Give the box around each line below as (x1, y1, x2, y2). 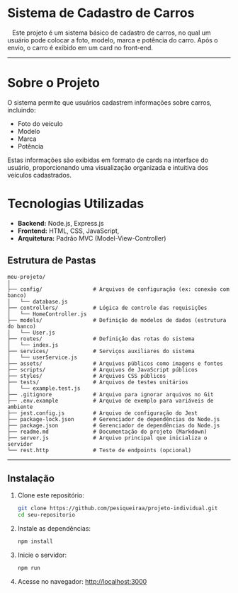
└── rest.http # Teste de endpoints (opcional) (7, 447, 192, 454)
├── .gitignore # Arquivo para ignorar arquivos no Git (7, 391, 214, 398)
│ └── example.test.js (7, 384, 81, 392)
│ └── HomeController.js (7, 310, 87, 318)
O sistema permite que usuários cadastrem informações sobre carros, (7, 98, 212, 107)
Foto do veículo (17, 119, 63, 128)
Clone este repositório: (17, 491, 85, 500)
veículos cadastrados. (7, 171, 72, 179)
